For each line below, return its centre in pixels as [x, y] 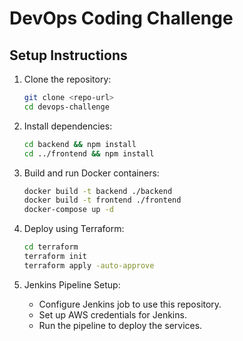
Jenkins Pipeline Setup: [72, 284]
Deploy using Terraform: [74, 229]
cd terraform [51, 247]
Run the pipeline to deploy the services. [120, 325]
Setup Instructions [68, 55]
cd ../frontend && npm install [89, 153]
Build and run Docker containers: [91, 173]
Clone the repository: [67, 79]
